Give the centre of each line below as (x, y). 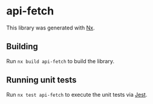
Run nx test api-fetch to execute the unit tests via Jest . (77, 94)
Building (22, 47)
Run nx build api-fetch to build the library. (60, 61)
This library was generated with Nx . (50, 28)
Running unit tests (41, 80)
